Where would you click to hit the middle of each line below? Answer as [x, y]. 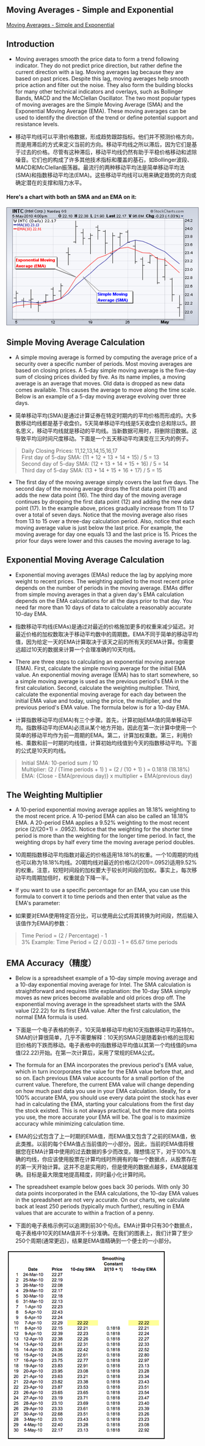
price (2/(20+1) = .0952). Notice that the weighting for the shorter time [104, 829]
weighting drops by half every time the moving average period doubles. [105, 842]
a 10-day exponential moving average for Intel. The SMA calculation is [103, 985]
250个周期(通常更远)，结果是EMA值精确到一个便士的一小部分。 [95, 1241]
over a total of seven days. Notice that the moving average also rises [101, 515]
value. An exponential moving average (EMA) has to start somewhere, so [106, 675]
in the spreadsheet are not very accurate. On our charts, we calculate [103, 1200]
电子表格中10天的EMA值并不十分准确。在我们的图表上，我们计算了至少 [104, 1233]
